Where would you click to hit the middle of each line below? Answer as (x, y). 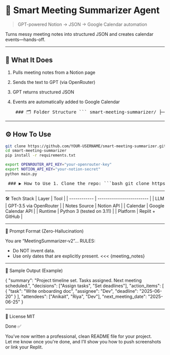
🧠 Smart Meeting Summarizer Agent (82, 10)
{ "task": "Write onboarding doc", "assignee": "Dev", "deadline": (72, 291)
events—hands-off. (25, 39)
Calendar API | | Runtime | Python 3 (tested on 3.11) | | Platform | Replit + (80, 211)
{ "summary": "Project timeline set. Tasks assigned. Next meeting (74, 280)
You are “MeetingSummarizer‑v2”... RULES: (50, 241)
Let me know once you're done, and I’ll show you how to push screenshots (83, 341)
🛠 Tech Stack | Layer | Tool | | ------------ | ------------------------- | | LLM (85, 198)
